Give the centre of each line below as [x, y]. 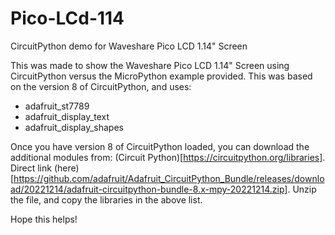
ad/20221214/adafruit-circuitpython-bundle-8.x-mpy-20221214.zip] [149, 189]
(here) [66, 168]
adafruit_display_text [67, 116]
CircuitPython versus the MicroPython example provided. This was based [161, 76]
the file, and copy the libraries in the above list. [106, 199]
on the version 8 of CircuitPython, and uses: [101, 86]
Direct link [31, 168]
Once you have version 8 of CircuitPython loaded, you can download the [160, 146]
